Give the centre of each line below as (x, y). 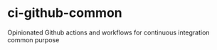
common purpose (33, 39)
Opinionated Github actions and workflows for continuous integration (108, 32)
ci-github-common (65, 13)
